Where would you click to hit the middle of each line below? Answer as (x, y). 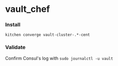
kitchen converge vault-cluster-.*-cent (48, 35)
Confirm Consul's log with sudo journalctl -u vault (59, 58)
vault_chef (28, 9)
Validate (15, 47)
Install (13, 25)
